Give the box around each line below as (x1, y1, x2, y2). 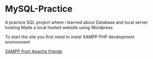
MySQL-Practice (5, 3, 73, 15)
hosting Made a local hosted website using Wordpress (5, 24, 113, 30)
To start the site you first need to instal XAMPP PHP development (5, 34, 135, 40)
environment (5, 39, 30, 44)
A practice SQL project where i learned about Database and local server (5, 19, 148, 25)
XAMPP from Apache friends (5, 48, 63, 54)
